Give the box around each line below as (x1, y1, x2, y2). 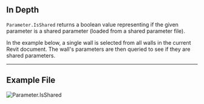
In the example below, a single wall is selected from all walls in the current (6, 39, 191, 46)
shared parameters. (6, 51, 56, 59)
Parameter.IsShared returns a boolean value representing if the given (6, 21, 179, 28)
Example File (6, 75, 56, 85)
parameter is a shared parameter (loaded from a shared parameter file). (6, 27, 185, 34)
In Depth (6, 5, 39, 15)
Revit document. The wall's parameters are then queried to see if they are (6, 45, 191, 53)
